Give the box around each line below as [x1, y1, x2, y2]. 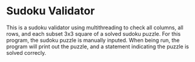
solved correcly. [6, 49, 46, 56]
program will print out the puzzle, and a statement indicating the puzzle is [6, 43, 189, 50]
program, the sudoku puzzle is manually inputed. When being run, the [6, 36, 180, 44]
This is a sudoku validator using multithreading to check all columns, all [6, 24, 184, 31]
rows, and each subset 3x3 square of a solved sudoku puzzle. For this [6, 30, 181, 37]
